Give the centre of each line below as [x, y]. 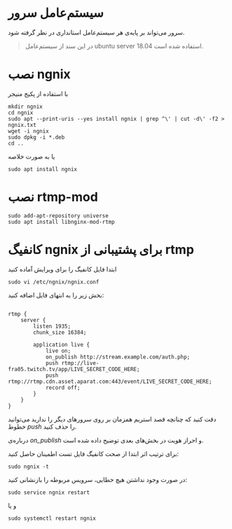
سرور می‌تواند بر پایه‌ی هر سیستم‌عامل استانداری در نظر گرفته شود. [96, 32]
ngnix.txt [22, 125]
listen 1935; [52, 326]
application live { [62, 344]
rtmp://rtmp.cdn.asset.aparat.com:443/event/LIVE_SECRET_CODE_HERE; [110, 381]
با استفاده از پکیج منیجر [38, 93]
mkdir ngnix [25, 107]
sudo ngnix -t [29, 467]
